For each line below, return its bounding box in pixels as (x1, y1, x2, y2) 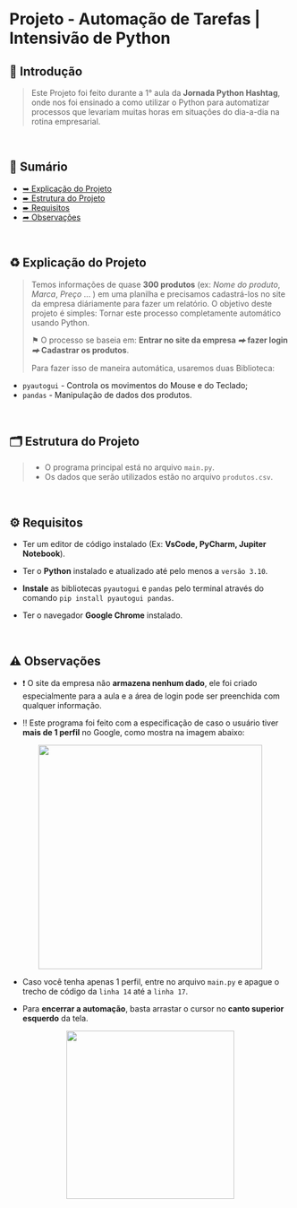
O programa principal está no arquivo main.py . (44, 462, 215, 473)
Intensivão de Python (9, 28, 172, 48)
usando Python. (30, 317, 90, 327)
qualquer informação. (21, 700, 102, 711)
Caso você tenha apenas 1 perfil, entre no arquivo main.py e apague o (21, 977, 280, 987)
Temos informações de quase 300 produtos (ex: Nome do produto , (30, 279, 281, 290)
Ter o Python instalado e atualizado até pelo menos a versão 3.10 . (21, 566, 268, 577)
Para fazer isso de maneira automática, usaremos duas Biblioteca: (30, 362, 276, 373)
